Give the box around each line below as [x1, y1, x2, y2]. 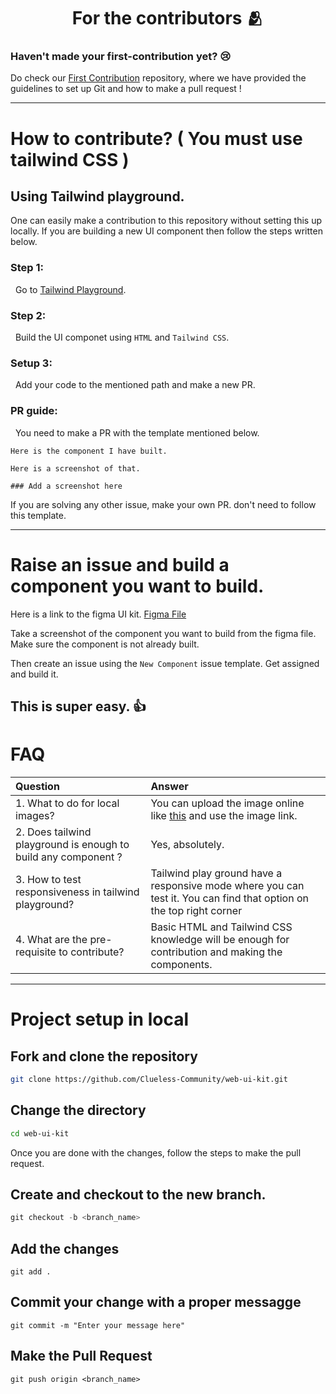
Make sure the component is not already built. [10, 638, 200, 650]
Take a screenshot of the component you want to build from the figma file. [10, 627, 317, 639]
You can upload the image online [150, 796, 305, 810]
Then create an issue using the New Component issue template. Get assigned [10, 657, 320, 669]
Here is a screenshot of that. [10, 463, 141, 474]
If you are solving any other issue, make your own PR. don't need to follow [10, 498, 317, 510]
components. [150, 957, 213, 971]
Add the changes [10, 1240, 120, 1257]
